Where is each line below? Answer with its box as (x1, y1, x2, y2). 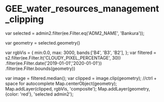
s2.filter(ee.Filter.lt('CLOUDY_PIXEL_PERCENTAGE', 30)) (5, 54, 121, 60)
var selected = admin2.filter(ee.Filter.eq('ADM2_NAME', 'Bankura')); (5, 30, 145, 36)
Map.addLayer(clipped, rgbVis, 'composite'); (5, 85, 97, 91)
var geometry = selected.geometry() (5, 39, 80, 45)
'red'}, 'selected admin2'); (19, 91, 74, 97)
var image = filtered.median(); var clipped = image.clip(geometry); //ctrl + (5, 75, 157, 81)
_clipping (5, 13, 44, 25)
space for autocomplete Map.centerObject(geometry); (5, 80, 117, 86)
